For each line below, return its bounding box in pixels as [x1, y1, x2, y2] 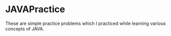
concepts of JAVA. [5, 25, 44, 31]
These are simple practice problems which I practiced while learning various [5, 20, 166, 26]
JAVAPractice [5, 4, 65, 15]
